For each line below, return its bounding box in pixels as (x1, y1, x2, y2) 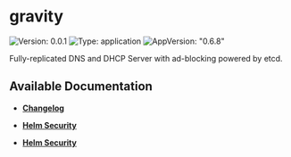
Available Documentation (9, 78, 154, 95)
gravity (9, 6, 64, 27)
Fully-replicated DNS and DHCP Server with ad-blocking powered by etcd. (9, 53, 283, 63)
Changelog (21, 103, 65, 113)
